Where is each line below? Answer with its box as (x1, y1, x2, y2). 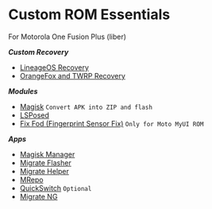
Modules (8, 86, 38, 96)
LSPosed (19, 110, 50, 120)
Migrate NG (19, 192, 58, 201)
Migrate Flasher (19, 157, 71, 168)
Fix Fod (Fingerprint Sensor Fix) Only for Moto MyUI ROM (19, 118, 204, 128)
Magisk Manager (19, 149, 75, 159)
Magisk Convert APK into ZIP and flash (19, 102, 153, 111)
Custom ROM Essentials (8, 6, 171, 24)
